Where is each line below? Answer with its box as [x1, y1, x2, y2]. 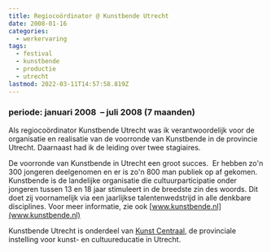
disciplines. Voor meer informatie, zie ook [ [8, 201, 152, 211]
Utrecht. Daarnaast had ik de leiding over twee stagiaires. [8, 142, 201, 152]
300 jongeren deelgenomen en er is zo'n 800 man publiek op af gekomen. [8, 167, 258, 176]
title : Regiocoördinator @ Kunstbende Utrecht [8, 11, 169, 20]
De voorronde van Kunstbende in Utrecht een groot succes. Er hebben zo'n [8, 158, 264, 167]
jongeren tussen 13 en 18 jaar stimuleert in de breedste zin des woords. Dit [8, 184, 259, 193]
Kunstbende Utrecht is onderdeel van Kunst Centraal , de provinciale [8, 225, 237, 236]
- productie [15, 65, 57, 73]
